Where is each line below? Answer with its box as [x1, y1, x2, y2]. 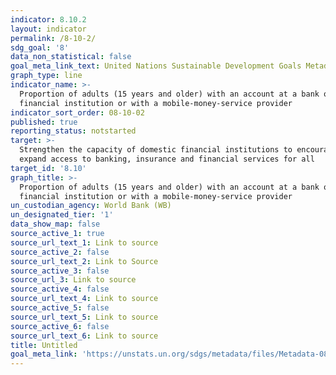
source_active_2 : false [10, 247, 110, 257]
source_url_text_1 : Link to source [10, 237, 159, 248]
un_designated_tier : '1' [10, 210, 114, 220]
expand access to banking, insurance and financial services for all [19, 154, 315, 164]
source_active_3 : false [10, 266, 110, 276]
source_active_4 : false [10, 284, 110, 295]
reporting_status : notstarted [10, 126, 137, 136]
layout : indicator [10, 24, 87, 34]
